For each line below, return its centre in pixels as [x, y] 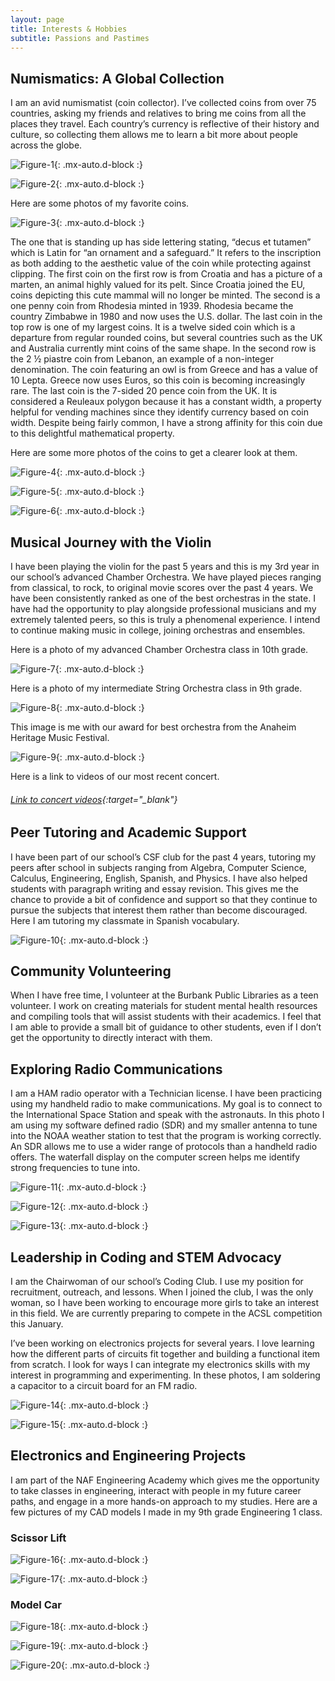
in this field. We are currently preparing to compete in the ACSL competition [166, 1313]
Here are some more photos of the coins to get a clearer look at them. [154, 453]
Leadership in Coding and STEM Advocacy [146, 1257]
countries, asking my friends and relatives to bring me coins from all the [158, 113]
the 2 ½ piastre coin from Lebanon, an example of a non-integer [142, 359]
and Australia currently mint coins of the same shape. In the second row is [163, 348]
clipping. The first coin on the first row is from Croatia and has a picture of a [166, 274]
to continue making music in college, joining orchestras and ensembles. [158, 630]
